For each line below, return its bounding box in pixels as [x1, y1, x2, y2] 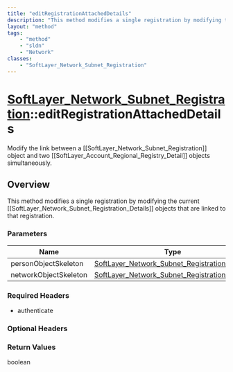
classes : [7, 55, 33, 62]
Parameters [7, 229, 47, 239]
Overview [7, 178, 51, 191]
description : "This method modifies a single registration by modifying [7, 17, 222, 24]
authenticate [17, 306, 53, 315]
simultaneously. [7, 159, 52, 167]
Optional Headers [7, 324, 68, 333]
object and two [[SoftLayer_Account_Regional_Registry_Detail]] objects [7, 151, 210, 159]
